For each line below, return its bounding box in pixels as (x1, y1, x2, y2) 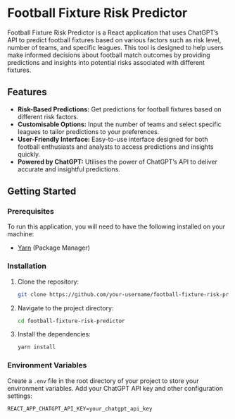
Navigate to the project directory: (17, 303, 114, 312)
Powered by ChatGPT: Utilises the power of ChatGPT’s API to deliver (17, 157, 218, 166)
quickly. (17, 150, 41, 158)
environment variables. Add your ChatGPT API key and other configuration (7, 384, 224, 392)
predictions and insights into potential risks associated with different (7, 58, 205, 66)
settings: (7, 391, 33, 400)
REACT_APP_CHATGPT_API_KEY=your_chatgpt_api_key (7, 405, 153, 412)
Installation (7, 261, 47, 271)
